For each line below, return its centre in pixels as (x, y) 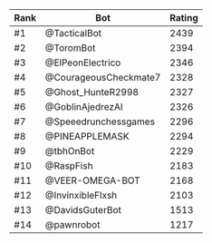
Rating (184, 18)
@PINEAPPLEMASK (87, 136)
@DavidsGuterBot (83, 210)
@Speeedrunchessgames (100, 121)
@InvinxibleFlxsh (81, 195)
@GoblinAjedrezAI (84, 107)
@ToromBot (70, 48)
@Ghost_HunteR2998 (92, 92)
